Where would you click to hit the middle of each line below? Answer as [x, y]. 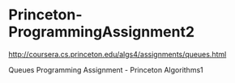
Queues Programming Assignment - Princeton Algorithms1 [106, 69]
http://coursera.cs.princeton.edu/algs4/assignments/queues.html [117, 54]
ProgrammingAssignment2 [102, 32]
